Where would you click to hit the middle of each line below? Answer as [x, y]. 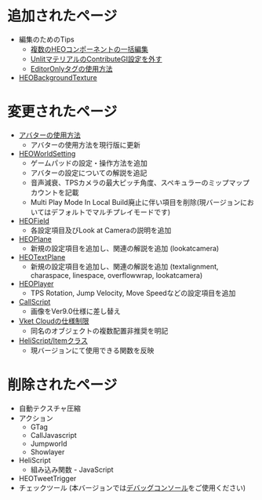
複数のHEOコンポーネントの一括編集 [89, 49]
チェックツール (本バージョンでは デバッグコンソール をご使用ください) [132, 487]
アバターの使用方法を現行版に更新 [86, 144]
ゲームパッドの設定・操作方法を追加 [89, 162]
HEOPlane [35, 239]
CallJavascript [54, 435]
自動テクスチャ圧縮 [50, 408]
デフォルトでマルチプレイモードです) [110, 212]
